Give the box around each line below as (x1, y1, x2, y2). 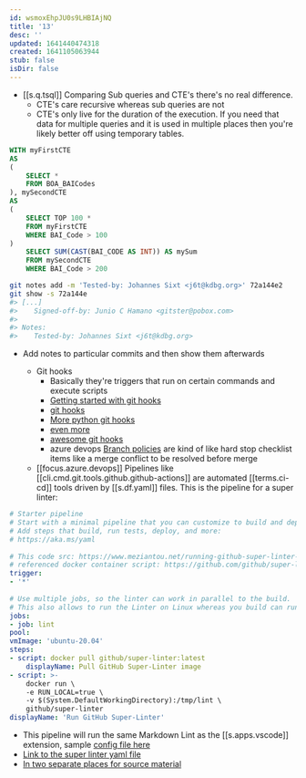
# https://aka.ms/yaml (9, 534, 96, 544)
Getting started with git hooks (49, 395, 162, 406)
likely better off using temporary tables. (36, 128, 185, 139)
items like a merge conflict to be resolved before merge (49, 453, 258, 464)
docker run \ (25, 679, 76, 689)
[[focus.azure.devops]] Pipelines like (36, 462, 175, 474)
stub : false (9, 56, 55, 65)
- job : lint (9, 619, 55, 629)
